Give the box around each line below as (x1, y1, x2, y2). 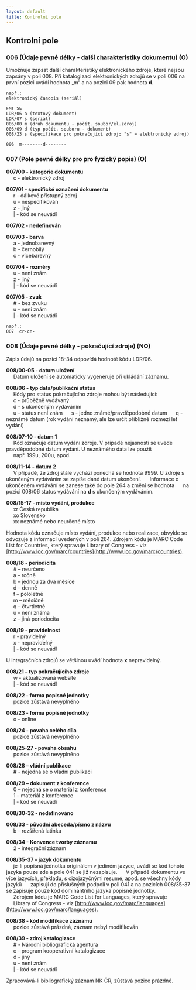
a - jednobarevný (13, 239, 54, 246)
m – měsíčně (13, 597, 44, 604)
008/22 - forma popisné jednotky (6, 691, 90, 698)
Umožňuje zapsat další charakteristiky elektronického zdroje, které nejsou (6, 67, 184, 74)
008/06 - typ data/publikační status (6, 384, 95, 391)
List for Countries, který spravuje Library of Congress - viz (6, 542, 147, 549)
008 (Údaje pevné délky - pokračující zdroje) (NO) (6, 342, 151, 350)
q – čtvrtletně (13, 602, 46, 609)
